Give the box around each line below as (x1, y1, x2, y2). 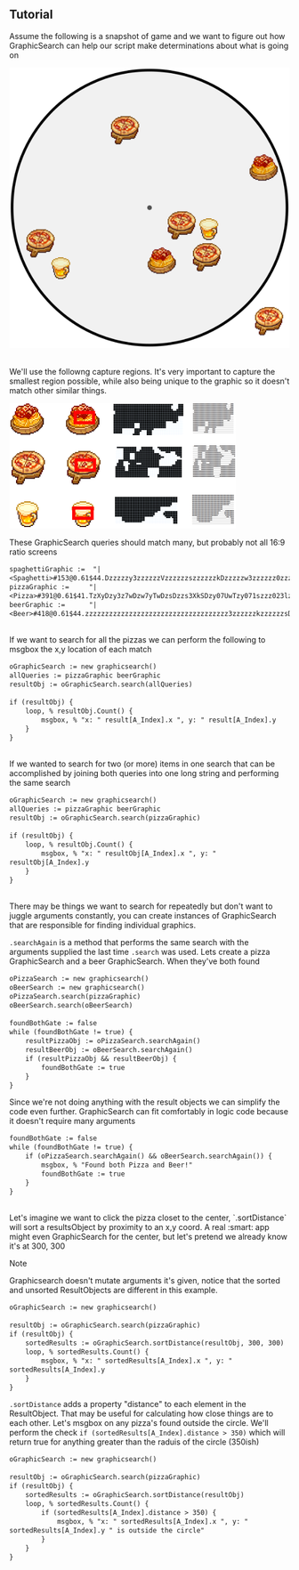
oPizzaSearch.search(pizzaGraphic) (9, 991, 141, 1000)
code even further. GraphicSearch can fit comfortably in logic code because (9, 1105, 289, 1116)
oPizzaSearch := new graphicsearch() (9, 974, 149, 983)
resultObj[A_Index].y (9, 858, 90, 867)
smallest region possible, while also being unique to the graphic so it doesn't (9, 376, 290, 386)
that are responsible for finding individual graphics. (9, 919, 197, 930)
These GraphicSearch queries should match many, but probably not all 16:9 (9, 537, 286, 547)
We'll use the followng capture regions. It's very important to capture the (9, 366, 276, 376)
